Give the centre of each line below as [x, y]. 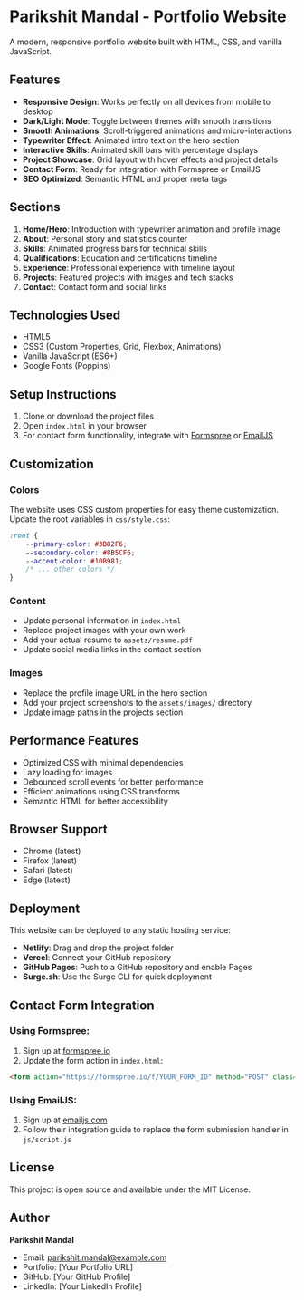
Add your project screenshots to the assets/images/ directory [137, 702]
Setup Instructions [63, 395]
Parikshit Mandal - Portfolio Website [148, 17]
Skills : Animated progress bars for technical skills [115, 248]
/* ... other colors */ [71, 569]
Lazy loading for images [67, 772]
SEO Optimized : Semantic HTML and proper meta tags [125, 178]
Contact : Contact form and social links [95, 286]
